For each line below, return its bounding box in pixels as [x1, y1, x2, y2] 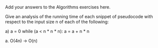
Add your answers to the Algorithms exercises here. [5, 4, 111, 10]
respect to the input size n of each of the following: [5, 19, 109, 24]
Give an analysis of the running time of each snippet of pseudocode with [5, 14, 153, 19]
